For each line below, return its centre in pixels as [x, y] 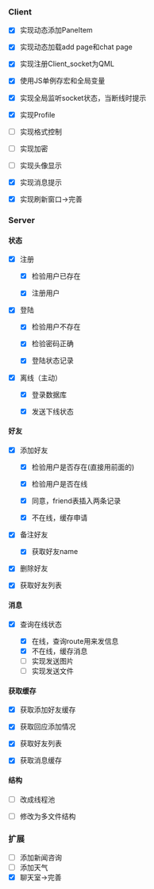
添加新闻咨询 [40, 858]
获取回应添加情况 [48, 727]
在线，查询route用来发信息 [75, 641]
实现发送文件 [52, 671]
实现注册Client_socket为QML [67, 64]
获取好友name [55, 552]
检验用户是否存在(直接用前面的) [83, 467]
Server [22, 220]
